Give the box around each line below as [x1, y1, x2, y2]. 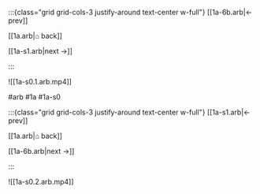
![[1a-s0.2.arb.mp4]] [8, 177, 74, 186]
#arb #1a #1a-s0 [8, 92, 61, 102]
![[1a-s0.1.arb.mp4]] [8, 77, 72, 86]
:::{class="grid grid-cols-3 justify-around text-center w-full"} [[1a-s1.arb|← [8, 107, 251, 117]
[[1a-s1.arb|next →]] [8, 47, 73, 55]
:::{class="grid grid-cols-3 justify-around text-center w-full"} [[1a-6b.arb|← [8, 8, 253, 17]
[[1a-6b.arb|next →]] [8, 147, 75, 155]
